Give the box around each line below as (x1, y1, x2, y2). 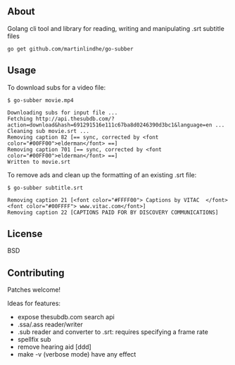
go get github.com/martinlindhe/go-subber (7, 45, 134, 52)
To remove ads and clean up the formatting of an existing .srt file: (7, 170, 197, 179)
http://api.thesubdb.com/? (35, 115, 115, 122)
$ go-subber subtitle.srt (7, 184, 83, 191)
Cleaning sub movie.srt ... (7, 127, 90, 134)
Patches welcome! (7, 286, 61, 294)
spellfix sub (17, 335, 51, 344)
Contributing (7, 267, 65, 278)
